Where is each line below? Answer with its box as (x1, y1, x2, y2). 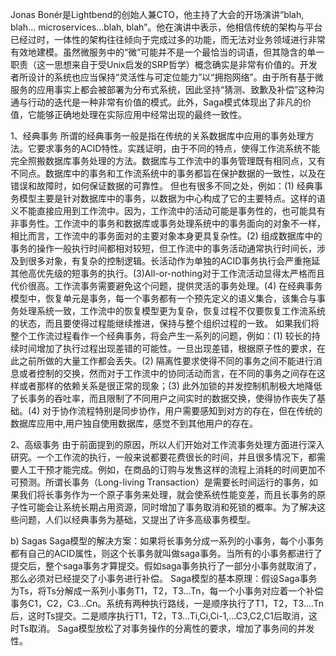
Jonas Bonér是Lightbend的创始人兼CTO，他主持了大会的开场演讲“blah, (10, 9, 305, 20)
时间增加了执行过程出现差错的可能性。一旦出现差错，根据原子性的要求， (18, 343, 317, 354)
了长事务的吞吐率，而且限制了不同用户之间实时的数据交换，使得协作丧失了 (10, 393, 317, 404)
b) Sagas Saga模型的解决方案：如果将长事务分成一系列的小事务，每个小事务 (10, 535, 325, 547)
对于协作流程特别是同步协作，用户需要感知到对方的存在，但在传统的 (42, 405, 323, 417)
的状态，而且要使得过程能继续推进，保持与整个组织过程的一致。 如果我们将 (10, 318, 320, 329)
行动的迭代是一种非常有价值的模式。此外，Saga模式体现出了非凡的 (27, 96, 303, 108)
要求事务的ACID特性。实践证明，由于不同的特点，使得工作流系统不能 (36, 143, 321, 154)
